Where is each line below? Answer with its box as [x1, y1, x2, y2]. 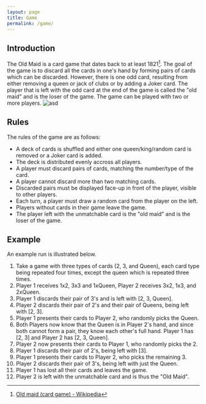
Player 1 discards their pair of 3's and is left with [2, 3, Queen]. [15, 295, 173, 302]
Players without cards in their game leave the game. [15, 203, 147, 211]
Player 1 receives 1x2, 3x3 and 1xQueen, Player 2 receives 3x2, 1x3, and [15, 282, 196, 290]
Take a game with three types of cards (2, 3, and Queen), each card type [15, 263, 200, 270]
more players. [7, 99, 42, 107]
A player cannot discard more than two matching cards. [15, 178, 156, 185]
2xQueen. [15, 288, 41, 296]
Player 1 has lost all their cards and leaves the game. [15, 367, 148, 374]
